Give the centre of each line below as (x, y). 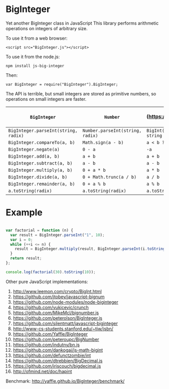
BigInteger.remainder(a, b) (42, 184)
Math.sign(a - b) (103, 142)
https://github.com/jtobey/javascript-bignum (59, 297)
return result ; (26, 258)
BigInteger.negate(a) (34, 149)
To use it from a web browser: (37, 38)
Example (24, 213)
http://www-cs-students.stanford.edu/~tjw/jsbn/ (63, 329)
